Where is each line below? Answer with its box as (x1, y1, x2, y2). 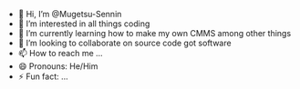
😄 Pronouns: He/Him (17, 61, 98, 72)
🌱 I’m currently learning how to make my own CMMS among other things (17, 28, 292, 38)
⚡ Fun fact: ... (17, 71, 68, 82)
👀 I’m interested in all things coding (17, 18, 150, 29)
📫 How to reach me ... (17, 48, 103, 58)
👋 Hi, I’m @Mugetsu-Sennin (17, 9, 122, 19)
